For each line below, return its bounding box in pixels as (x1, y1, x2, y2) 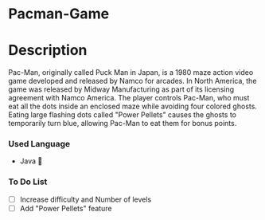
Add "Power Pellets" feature (19, 203, 112, 213)
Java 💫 (19, 156, 43, 166)
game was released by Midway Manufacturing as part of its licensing (8, 84, 235, 94)
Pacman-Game (8, 5, 110, 23)
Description (8, 41, 88, 60)
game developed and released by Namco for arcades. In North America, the (8, 77, 257, 86)
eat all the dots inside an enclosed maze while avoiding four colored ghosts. (8, 101, 257, 112)
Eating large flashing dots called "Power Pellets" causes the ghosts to (8, 110, 237, 120)
